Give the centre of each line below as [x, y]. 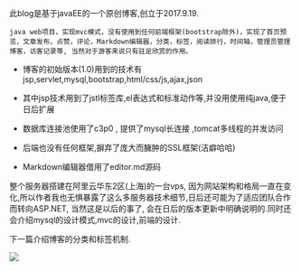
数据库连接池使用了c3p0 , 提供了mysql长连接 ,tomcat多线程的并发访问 [153, 128]
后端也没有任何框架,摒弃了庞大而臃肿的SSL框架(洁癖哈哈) [129, 148]
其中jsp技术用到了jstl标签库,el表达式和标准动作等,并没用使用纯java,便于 [155, 98]
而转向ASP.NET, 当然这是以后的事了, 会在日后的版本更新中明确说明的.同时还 [150, 209]
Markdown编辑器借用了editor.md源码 [91, 167]
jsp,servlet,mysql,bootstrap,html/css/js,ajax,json [113, 79]
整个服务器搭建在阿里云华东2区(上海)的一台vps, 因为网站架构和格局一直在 [146, 186]
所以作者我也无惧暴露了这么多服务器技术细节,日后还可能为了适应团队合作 [155, 197]
